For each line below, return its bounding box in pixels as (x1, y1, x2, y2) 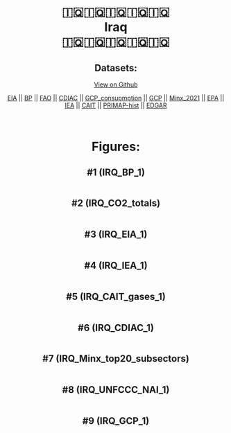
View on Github (94, 80, 138, 89)
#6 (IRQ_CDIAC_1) (78, 321, 154, 333)
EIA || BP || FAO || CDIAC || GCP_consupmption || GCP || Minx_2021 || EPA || (7, 94, 225, 102)
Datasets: (94, 62, 137, 73)
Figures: (92, 139, 140, 154)
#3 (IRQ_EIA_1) (84, 229, 148, 240)
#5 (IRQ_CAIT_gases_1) (66, 290, 166, 302)
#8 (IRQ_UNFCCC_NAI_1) (62, 384, 170, 396)
